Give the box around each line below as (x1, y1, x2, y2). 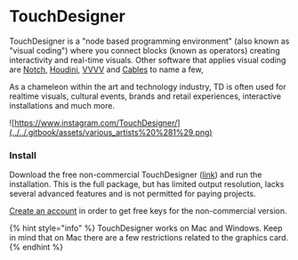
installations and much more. (9, 100, 116, 110)
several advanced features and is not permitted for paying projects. (9, 189, 256, 199)
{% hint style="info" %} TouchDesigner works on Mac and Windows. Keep (9, 223, 283, 233)
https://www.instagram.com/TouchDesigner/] (14, 118, 181, 128)
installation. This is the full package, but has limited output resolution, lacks (9, 179, 285, 190)
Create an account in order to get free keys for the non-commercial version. (9, 206, 287, 216)
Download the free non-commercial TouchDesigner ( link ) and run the (9, 169, 262, 180)
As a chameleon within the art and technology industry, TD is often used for (9, 81, 286, 92)
